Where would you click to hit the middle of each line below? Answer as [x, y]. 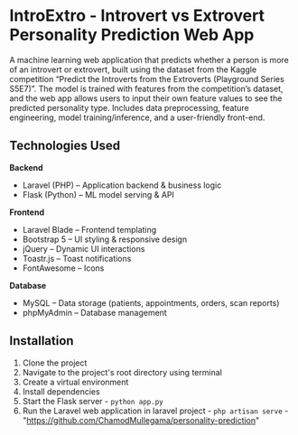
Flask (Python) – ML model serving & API [98, 194]
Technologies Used [65, 146]
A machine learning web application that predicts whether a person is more [149, 60]
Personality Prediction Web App [132, 35]
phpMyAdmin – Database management [94, 312]
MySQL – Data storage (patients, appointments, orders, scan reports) [151, 302]
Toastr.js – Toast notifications [77, 258]
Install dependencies [61, 391]
